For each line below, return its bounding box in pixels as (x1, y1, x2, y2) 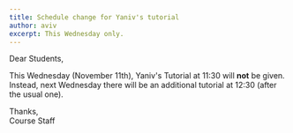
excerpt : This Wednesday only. (9, 29, 124, 38)
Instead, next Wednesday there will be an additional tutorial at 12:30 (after (9, 80, 277, 91)
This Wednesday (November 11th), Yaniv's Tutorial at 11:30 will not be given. (9, 70, 285, 81)
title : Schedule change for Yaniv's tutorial (9, 12, 179, 22)
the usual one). (9, 89, 64, 100)
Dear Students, (9, 54, 64, 64)
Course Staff (9, 115, 56, 126)
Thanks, (9, 107, 39, 117)
